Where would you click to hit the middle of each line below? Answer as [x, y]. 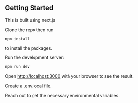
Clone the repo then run [29, 30]
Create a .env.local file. [28, 86]
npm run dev [17, 66]
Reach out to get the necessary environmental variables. [62, 95]
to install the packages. [29, 48]
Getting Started [29, 8]
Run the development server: [34, 57]
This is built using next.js [30, 20]
